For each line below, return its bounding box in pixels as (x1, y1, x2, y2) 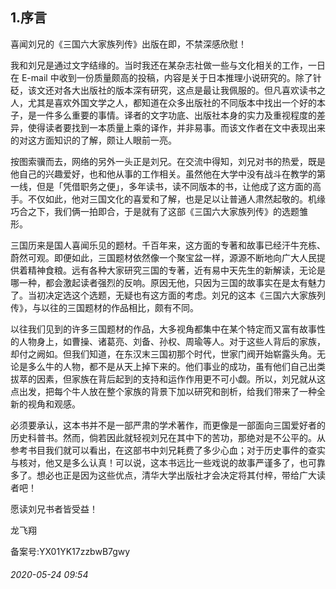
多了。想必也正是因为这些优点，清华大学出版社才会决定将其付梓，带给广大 (10, 469, 317, 481)
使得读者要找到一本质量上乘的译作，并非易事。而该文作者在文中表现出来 (27, 121, 326, 133)
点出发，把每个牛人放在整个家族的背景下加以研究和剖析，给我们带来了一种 (10, 385, 317, 397)
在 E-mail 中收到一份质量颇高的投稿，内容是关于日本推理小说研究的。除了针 (10, 71, 322, 83)
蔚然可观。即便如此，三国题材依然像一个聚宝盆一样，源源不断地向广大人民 (10, 251, 317, 263)
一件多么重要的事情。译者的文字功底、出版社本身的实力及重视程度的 (36, 109, 317, 121)
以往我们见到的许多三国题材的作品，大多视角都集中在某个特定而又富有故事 (10, 323, 317, 335)
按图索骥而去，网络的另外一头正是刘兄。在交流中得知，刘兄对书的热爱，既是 (10, 155, 326, 167)
